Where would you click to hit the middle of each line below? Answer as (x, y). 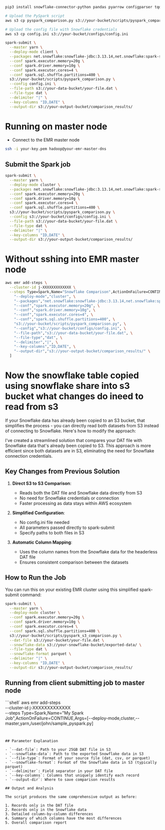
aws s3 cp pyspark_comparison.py (39, 20)
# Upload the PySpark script (35, 16)
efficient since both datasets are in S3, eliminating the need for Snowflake (80, 451)
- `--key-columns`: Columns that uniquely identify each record (72, 775)
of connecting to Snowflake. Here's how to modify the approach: (70, 431)
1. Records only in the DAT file (39, 805)
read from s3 (32, 407)
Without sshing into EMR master (72, 259)
